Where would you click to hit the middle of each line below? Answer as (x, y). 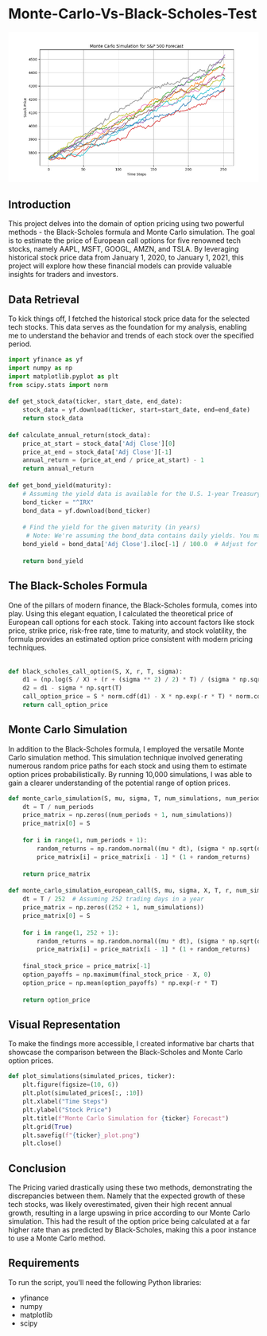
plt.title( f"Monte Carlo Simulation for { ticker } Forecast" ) (126, 1118)
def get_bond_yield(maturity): (60, 486)
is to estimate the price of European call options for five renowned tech (124, 240)
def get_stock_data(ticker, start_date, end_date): (95, 402)
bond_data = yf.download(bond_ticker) (87, 510)
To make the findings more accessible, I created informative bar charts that (131, 1044)
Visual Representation (64, 1024)
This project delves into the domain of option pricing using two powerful (126, 224)
